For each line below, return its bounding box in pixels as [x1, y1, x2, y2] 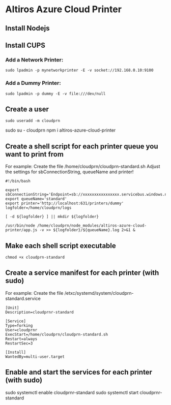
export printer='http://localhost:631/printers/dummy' [5, 201, 124, 206]
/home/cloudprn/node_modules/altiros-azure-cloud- [37, 223, 147, 228]
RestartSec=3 [5, 340, 33, 346]
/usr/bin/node [5, 223, 36, 228]
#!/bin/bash [5, 179, 31, 184]
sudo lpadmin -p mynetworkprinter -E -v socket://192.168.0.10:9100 [5, 68, 154, 73]
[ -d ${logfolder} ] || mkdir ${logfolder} [5, 214, 99, 220]
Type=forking [5, 323, 33, 328]
